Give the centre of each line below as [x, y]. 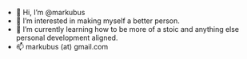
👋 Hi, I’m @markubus [50, 12]
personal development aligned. [67, 37]
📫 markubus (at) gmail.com [62, 47]
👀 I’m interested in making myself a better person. [98, 21]
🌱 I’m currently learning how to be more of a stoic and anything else [127, 29]
